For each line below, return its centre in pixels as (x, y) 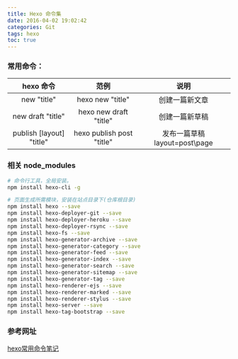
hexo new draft (103, 112)
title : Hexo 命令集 (34, 14)
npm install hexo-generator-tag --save (66, 279)
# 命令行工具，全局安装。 (40, 181)
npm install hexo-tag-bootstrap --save (66, 312)
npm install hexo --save (44, 207)
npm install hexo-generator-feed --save (68, 253)
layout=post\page (184, 143)
